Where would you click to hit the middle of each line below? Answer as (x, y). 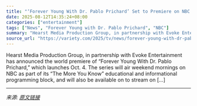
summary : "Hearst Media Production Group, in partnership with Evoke (93, 33)
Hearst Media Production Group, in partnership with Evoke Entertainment (94, 55)
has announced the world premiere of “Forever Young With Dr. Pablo (89, 61)
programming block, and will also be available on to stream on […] (86, 80)
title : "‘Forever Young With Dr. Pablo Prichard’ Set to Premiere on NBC (98, 11)
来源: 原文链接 (23, 97)
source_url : (21, 38)
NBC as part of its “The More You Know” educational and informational (92, 74)
